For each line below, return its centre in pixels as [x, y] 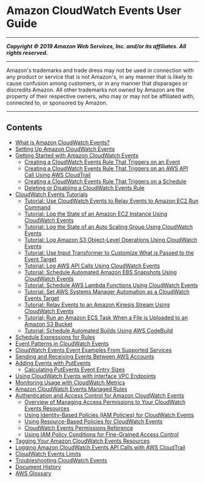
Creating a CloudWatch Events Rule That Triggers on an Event [102, 162]
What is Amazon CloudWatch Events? [62, 142]
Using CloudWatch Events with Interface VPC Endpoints [85, 376]
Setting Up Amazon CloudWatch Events [65, 149]
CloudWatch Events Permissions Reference [79, 427]
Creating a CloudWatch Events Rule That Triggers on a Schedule [105, 181]
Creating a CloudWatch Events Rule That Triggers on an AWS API [106, 168]
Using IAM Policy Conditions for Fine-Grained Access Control [101, 434]
